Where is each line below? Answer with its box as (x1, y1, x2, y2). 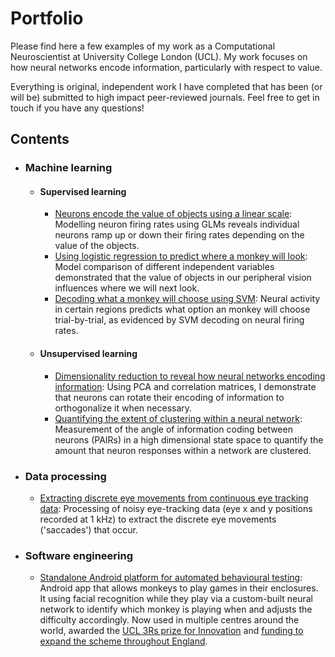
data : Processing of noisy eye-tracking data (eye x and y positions (39, 502, 313, 514)
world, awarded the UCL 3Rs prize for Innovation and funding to (39, 625, 304, 637)
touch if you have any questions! (10, 102, 145, 114)
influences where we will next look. (54, 282, 200, 294)
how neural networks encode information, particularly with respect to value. (10, 61, 323, 73)
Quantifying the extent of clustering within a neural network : (54, 412, 303, 424)
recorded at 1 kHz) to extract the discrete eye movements (39, 513, 277, 525)
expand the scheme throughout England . (39, 635, 208, 647)
